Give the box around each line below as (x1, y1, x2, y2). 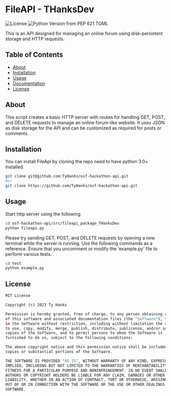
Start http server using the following (5, 210, 81, 217)
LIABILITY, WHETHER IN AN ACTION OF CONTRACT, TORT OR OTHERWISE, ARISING (5, 377, 167, 383)
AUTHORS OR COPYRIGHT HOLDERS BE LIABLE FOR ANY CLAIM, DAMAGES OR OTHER (5, 373, 165, 378)
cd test (5, 261, 22, 266)
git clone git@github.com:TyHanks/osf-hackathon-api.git (5, 174, 129, 179)
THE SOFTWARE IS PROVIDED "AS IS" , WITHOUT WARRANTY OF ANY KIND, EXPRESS (5, 358, 167, 363)
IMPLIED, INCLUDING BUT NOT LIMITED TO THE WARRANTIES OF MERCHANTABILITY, (5, 363, 169, 368)
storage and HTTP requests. (5, 36, 65, 42)
